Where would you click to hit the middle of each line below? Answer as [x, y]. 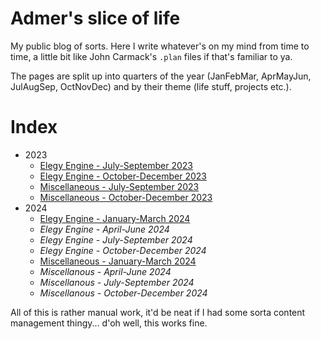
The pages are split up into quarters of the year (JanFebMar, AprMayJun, [161, 76]
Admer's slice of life [95, 18]
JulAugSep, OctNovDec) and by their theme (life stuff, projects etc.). [151, 86]
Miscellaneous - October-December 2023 [126, 197]
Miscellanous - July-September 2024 [117, 282]
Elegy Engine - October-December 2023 [123, 176]
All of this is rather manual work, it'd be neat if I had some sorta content [158, 312]
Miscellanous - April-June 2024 [105, 271]
